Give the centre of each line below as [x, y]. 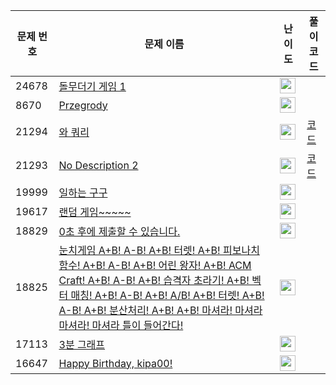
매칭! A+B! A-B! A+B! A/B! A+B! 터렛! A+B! [167, 295]
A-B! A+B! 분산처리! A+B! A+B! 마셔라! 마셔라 [160, 310]
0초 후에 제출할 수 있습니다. [119, 231]
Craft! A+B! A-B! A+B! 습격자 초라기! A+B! [154, 280]
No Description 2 [98, 165]
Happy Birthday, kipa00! [115, 363]
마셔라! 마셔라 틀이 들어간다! [121, 325]
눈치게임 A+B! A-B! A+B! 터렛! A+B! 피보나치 [159, 250]
